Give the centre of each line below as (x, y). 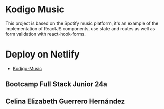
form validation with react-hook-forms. (45, 34)
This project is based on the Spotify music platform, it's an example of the (82, 23)
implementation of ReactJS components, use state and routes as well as (80, 28)
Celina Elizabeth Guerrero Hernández (65, 101)
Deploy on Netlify (42, 54)
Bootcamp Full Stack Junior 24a (56, 84)
